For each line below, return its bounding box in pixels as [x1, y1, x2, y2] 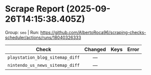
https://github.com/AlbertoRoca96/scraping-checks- [40, 29, 147, 35]
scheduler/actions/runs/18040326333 [5, 35, 82, 40]
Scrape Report [5, 3, 65, 14]
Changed [84, 46, 106, 52]
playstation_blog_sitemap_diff [7, 54, 80, 60]
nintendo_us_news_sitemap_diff [7, 62, 80, 68]
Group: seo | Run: [5, 29, 40, 35]
